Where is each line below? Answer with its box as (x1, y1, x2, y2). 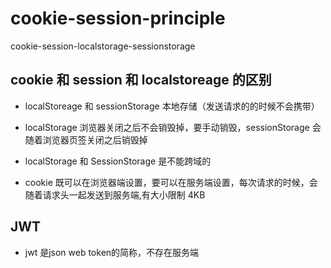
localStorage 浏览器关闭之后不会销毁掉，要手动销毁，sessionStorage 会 (24, 121, 322, 133)
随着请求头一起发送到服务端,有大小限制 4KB (24, 188, 206, 201)
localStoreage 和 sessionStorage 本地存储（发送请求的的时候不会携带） (24, 100, 320, 112)
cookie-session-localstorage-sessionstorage (10, 40, 196, 52)
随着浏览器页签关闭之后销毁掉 (24, 133, 148, 146)
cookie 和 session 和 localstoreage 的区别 (10, 72, 272, 89)
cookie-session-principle (10, 7, 226, 30)
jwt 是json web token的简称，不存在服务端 (24, 246, 200, 258)
